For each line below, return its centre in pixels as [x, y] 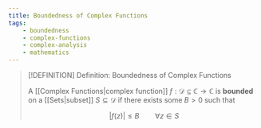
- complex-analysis [55, 45]
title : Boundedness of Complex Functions [78, 16]
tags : [17, 23]
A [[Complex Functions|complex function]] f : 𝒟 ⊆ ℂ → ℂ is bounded [140, 91]
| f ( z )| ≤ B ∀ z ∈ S [144, 116]
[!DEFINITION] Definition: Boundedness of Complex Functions [129, 75]
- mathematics [46, 52]
